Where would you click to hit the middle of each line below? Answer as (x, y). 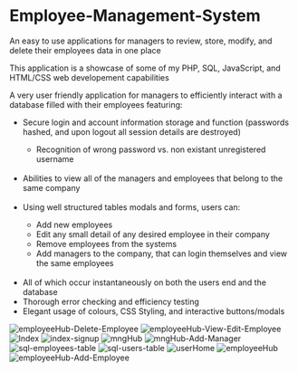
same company (51, 187)
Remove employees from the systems (106, 243)
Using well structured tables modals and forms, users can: (131, 207)
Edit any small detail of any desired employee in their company (153, 234)
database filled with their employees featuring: (96, 104)
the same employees (75, 262)
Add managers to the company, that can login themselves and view (162, 253)
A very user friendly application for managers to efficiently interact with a (146, 95)
